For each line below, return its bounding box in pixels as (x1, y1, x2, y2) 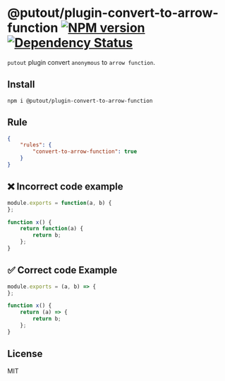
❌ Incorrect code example (7, 181, 123, 193)
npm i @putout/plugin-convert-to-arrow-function (7, 97, 153, 104)
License (7, 348, 43, 360)
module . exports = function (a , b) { (7, 199, 112, 206)
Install (7, 79, 35, 91)
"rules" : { (20, 142, 52, 149)
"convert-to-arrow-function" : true (32, 148, 138, 156)
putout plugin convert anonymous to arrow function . (7, 58, 155, 66)
